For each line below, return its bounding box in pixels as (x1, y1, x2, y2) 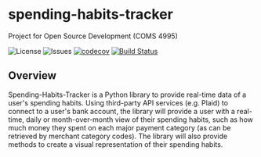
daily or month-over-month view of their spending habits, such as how (26, 115, 253, 124)
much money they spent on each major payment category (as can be (8, 123, 231, 132)
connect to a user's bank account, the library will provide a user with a (8, 106, 235, 116)
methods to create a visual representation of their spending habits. (8, 139, 223, 149)
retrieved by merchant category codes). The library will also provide (8, 131, 228, 141)
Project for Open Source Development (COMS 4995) (8, 31, 179, 41)
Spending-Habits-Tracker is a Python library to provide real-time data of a (8, 90, 247, 99)
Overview (8, 69, 57, 83)
